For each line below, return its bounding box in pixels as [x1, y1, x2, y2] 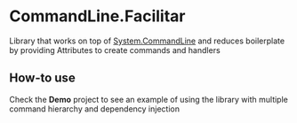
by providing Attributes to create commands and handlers [9, 44, 221, 55]
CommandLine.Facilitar [9, 6, 186, 27]
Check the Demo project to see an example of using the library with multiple [9, 94, 289, 104]
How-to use [9, 71, 76, 86]
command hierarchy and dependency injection [9, 104, 181, 114]
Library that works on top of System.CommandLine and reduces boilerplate [9, 35, 285, 46]
